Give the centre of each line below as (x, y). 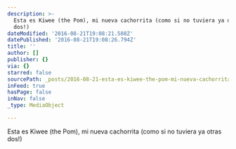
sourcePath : (25, 79)
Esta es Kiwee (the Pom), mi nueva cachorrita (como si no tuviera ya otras (114, 131)
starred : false (29, 72)
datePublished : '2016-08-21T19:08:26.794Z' (72, 40)
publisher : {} (28, 60)
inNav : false (26, 99)
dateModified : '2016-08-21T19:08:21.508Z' (70, 33)
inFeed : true (26, 86)
